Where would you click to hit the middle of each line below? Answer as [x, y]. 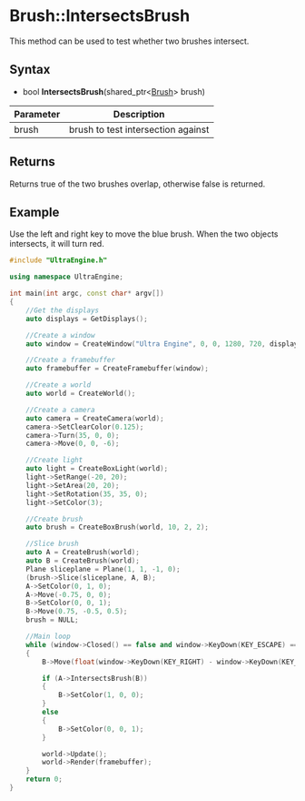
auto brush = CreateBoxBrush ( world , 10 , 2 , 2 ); [117, 527]
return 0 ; [44, 779]
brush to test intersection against [139, 129]
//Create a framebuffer [71, 360]
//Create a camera [60, 410]
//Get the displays [63, 310]
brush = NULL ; [52, 620]
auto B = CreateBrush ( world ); [83, 561]
